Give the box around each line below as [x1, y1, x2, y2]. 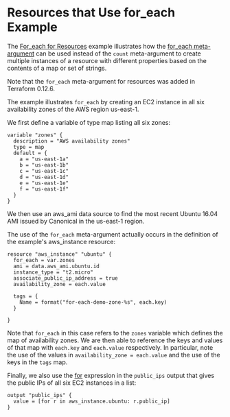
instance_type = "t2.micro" [13, 269, 94, 276]
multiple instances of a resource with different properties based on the [7, 56, 207, 64]
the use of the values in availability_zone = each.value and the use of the [7, 350, 221, 359]
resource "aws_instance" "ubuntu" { [7, 250, 112, 258]
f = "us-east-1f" [19, 185, 69, 193]
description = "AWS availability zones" [13, 137, 130, 145]
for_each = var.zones [13, 257, 76, 263]
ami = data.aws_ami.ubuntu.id [13, 263, 100, 270]
